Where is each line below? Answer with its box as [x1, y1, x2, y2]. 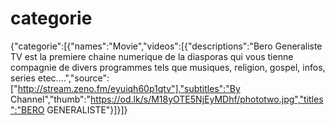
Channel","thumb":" [10, 93, 92, 105]
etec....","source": [37, 72, 110, 84]
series [10, 72, 36, 84]
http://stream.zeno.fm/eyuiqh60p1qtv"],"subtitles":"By [17, 82, 241, 94]
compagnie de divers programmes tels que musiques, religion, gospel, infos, [10, 61, 326, 73]
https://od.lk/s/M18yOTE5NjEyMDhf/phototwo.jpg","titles [90, 93, 324, 105]
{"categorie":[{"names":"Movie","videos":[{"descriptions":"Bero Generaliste [10, 40, 323, 52]
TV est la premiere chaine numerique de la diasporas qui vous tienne [10, 50, 294, 62]
